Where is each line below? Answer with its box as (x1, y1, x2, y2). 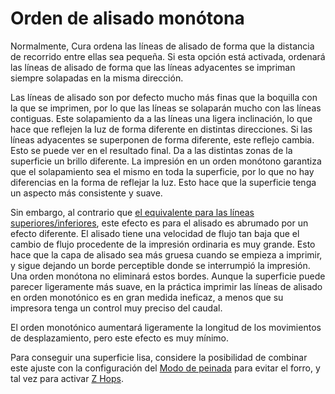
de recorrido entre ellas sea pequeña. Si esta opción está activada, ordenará (10, 50, 326, 62)
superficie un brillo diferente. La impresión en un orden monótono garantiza (10, 155, 322, 167)
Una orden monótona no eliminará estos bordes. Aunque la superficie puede (10, 270, 326, 282)
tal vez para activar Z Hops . (10, 372, 124, 384)
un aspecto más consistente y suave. (10, 187, 163, 199)
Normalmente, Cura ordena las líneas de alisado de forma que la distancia (10, 40, 315, 52)
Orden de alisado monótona (10, 7, 245, 30)
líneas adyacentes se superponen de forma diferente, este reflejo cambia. (10, 133, 315, 146)
